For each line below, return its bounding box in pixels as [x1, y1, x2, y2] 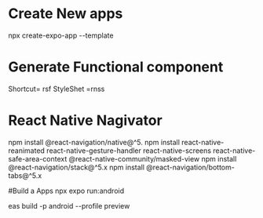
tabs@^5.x [8, 170, 42, 180]
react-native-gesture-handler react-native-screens [46, 146, 212, 155]
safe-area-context [8, 154, 68, 163]
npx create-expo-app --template [8, 31, 114, 40]
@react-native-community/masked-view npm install [68, 154, 237, 163]
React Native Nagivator [8, 111, 163, 129]
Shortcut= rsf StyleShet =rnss [8, 84, 105, 93]
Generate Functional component [8, 58, 224, 76]
